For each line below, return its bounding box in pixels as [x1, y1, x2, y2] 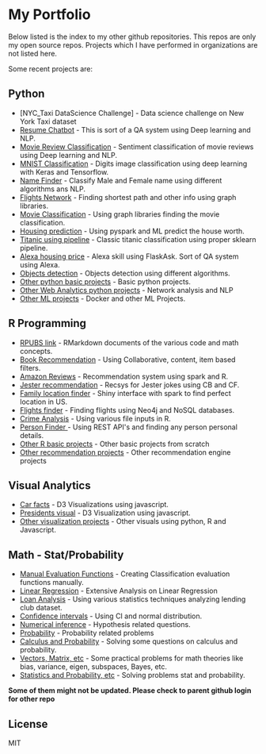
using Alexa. [19, 260, 61, 269]
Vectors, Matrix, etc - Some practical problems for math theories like [19, 653, 244, 664]
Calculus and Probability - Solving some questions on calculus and [19, 637, 238, 646]
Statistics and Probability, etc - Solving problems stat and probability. [19, 671, 245, 680]
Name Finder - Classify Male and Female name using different [19, 175, 222, 185]
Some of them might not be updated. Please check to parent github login [8, 686, 252, 695]
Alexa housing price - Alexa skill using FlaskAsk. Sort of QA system [19, 252, 239, 261]
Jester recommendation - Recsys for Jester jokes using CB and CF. [19, 379, 240, 390]
